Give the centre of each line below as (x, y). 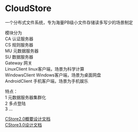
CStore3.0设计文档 (24, 125)
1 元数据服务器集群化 (26, 97)
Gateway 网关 (19, 63)
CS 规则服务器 (19, 44)
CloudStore (28, 8)
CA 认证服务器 (19, 39)
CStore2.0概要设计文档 (28, 118)
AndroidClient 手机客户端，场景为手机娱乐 (47, 81)
